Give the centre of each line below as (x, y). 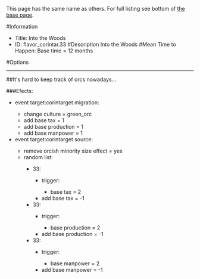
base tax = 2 (66, 192)
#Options (18, 62)
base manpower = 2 (75, 263)
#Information (22, 27)
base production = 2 (75, 228)
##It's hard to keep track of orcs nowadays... (61, 79)
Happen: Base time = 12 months (54, 51)
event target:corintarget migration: (57, 103)
